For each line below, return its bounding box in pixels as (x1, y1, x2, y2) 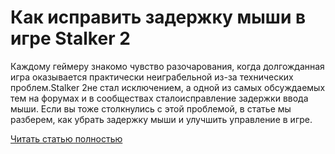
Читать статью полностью (10, 132, 123, 145)
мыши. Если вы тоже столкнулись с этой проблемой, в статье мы (10, 102, 292, 115)
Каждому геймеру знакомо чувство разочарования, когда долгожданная (10, 60, 325, 72)
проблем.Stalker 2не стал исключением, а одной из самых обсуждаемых (10, 81, 326, 93)
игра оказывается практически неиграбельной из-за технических (10, 71, 294, 83)
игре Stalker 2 (10, 27, 131, 50)
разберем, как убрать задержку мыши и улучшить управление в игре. (10, 113, 313, 125)
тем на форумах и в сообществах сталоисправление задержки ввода (10, 92, 309, 104)
